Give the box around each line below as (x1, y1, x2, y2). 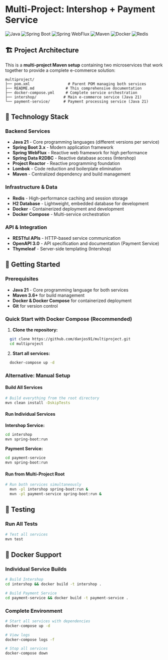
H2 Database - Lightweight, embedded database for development (12, 200, 149, 207)
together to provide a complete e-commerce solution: (5, 67, 116, 73)
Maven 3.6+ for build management (12, 292, 85, 298)
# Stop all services (5, 646, 48, 651)
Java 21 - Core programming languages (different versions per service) (12, 139, 159, 145)
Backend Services (5, 128, 50, 135)
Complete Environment (5, 607, 62, 614)
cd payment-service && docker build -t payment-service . (5, 595, 128, 600)
